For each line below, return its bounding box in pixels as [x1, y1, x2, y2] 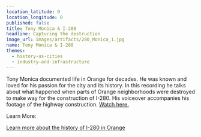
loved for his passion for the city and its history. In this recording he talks [6, 81, 186, 89]
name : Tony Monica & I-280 [6, 42, 74, 48]
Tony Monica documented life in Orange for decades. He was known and [6, 75, 187, 83]
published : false [6, 20, 50, 26]
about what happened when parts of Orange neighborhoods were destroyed [6, 88, 196, 95]
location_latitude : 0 [6, 8, 61, 15]
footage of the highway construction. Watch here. [6, 101, 129, 108]
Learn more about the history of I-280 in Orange [6, 124, 126, 131]
